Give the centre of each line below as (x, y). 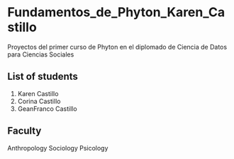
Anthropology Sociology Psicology (58, 148)
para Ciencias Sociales (41, 54)
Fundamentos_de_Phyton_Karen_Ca (116, 12)
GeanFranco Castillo (47, 108)
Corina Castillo (39, 101)
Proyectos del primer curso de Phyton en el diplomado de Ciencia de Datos (117, 47)
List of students (43, 77)
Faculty (24, 131)
